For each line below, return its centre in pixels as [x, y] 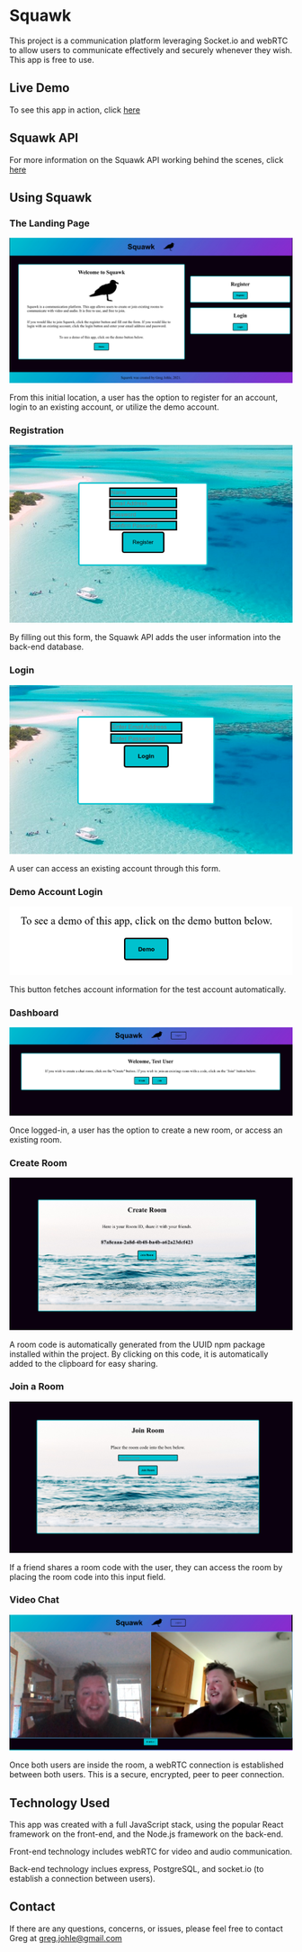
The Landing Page [49, 223]
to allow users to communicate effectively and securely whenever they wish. [151, 50]
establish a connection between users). [82, 1879]
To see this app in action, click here [75, 110]
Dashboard [34, 1012]
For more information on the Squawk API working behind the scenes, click [147, 159]
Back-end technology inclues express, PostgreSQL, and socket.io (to [137, 1869]
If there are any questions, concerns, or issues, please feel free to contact [146, 1929]
